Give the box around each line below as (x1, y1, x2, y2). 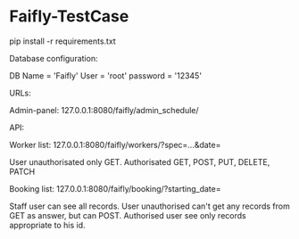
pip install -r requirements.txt (9, 36, 116, 46)
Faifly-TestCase (9, 6, 129, 27)
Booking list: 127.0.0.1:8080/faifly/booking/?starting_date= (9, 183, 221, 194)
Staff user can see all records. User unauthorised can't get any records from (9, 201, 290, 211)
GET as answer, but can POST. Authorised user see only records (9, 210, 247, 220)
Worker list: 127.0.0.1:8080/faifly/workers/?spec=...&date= (9, 139, 221, 150)
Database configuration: (9, 53, 98, 63)
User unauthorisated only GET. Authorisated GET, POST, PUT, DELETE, (9, 156, 270, 167)
